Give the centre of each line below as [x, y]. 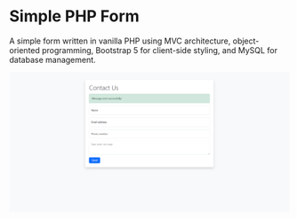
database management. [52, 59]
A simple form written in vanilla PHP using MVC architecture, [120, 41]
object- [246, 41]
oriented [24, 50]
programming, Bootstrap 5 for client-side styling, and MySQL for [160, 50]
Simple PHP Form [74, 16]
